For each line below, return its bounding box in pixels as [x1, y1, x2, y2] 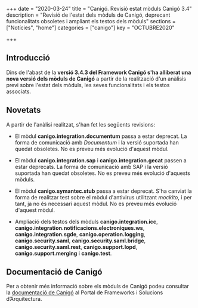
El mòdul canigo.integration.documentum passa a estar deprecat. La [14, 133, 187, 140]
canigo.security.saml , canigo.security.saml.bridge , [14, 237, 146, 244]
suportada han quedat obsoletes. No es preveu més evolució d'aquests [14, 170, 191, 177]
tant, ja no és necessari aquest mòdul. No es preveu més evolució [14, 200, 177, 207]
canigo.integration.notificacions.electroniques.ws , [14, 224, 145, 232]
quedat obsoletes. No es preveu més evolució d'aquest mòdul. [14, 145, 169, 152]
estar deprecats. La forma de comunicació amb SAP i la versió [14, 163, 168, 170]
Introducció [6, 53, 51, 63]
